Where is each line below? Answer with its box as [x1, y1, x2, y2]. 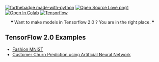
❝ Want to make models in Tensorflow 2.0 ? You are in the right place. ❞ [10, 20, 155, 25]
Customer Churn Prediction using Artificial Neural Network [12, 51, 131, 57]
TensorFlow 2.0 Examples [5, 33, 86, 41]
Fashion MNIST [12, 46, 44, 52]
